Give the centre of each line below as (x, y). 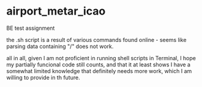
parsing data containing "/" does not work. (60, 46)
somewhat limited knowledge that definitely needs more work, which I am (99, 71)
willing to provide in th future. (43, 77)
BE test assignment (31, 28)
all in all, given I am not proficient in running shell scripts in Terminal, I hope (101, 58)
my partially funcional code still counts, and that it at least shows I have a (99, 64)
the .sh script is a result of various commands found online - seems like (96, 40)
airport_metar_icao (56, 11)
